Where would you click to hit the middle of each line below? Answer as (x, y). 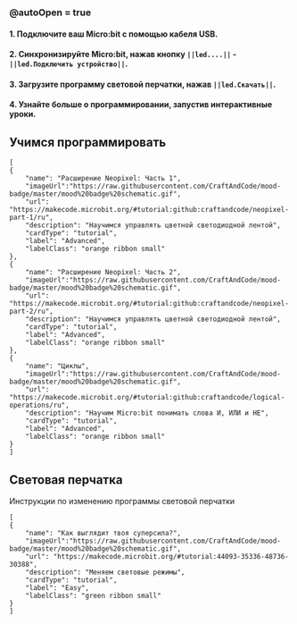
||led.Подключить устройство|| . (69, 63)
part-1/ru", (31, 218)
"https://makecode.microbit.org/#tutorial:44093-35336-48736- (171, 556)
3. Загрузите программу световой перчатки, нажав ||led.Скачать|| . (143, 84)
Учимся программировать (88, 142)
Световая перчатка (66, 480)
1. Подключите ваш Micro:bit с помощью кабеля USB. (114, 34)
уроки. (23, 114)
